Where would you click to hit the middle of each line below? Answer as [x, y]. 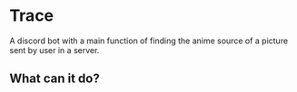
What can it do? [54, 79]
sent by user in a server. [54, 50]
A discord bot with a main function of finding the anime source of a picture [149, 41]
